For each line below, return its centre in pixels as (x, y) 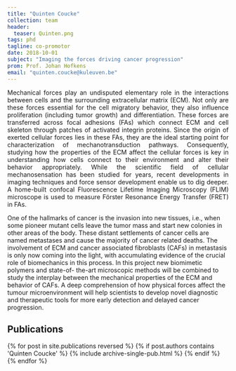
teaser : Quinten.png (44, 33)
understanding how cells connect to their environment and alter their (118, 159)
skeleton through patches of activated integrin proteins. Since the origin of (118, 130)
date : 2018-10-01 (33, 53)
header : (19, 27)
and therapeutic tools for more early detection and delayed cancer (104, 299)
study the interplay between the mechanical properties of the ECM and (110, 277)
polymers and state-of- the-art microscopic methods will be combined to (113, 270)
